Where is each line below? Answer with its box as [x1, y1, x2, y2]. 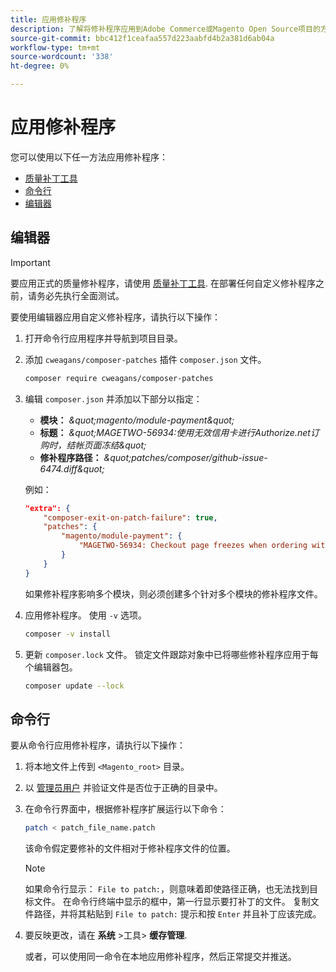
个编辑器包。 [24, 661, 78, 673]
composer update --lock [24, 681, 125, 691]
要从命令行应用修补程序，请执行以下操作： [10, 739, 186, 751]
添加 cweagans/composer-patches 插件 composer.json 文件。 [24, 353, 267, 365]
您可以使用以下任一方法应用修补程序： [10, 151, 168, 163]
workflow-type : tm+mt [10, 42, 101, 53]
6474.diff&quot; [39, 462, 105, 475]
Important [10, 256, 51, 268]
